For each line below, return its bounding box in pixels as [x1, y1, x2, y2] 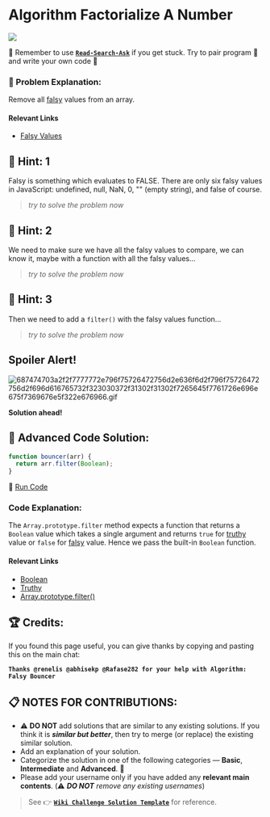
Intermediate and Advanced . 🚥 [19, 764, 125, 773]
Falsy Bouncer [8, 672, 56, 680]
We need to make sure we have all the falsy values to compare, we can [8, 245, 244, 255]
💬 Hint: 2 [8, 224, 52, 238]
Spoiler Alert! [8, 353, 77, 367]
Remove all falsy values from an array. [8, 95, 135, 104]
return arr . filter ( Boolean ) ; [15, 460, 114, 468]
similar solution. [19, 738, 73, 748]
